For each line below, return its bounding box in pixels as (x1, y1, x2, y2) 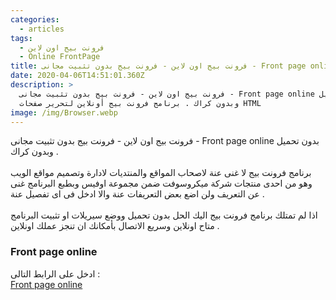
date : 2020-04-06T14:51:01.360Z (10, 71, 145, 81)
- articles (19, 24, 65, 34)
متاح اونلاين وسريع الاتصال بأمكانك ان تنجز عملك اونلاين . (10, 220, 220, 232)
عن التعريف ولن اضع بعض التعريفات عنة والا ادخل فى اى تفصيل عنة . (10, 188, 265, 200)
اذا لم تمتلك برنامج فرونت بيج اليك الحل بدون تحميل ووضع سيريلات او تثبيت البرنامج (10, 209, 318, 221)
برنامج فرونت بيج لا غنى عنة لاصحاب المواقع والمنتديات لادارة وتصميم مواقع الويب (10, 167, 312, 179)
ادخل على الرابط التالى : (10, 267, 101, 280)
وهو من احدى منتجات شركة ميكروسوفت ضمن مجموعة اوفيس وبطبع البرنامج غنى (10, 177, 313, 190)
